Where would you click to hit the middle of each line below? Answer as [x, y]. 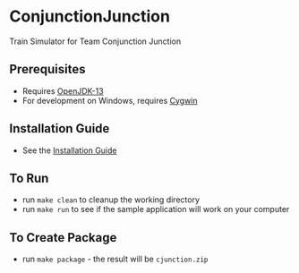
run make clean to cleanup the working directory [111, 200]
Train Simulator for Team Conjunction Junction [95, 41]
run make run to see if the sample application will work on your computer [156, 209]
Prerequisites [47, 69]
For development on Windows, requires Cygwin [110, 100]
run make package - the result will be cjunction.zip [115, 259]
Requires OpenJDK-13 [63, 90]
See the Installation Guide [69, 150]
